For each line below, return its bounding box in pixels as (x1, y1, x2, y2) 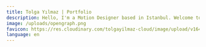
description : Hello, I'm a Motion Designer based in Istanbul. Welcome (6, 15, 193, 21)
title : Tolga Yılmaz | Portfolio (6, 9, 92, 15)
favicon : (6, 26, 29, 32)
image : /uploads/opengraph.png (6, 20, 86, 26)
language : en (6, 32, 40, 38)
